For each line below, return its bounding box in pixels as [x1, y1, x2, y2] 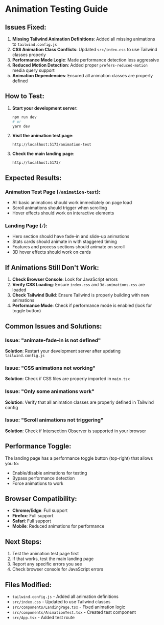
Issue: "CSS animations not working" [5, 364, 96, 371]
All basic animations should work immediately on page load [12, 200, 132, 206]
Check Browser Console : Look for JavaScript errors [12, 276, 118, 282]
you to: [5, 460, 20, 466]
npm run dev [12, 115, 37, 119]
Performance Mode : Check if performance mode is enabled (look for [12, 302, 152, 308]
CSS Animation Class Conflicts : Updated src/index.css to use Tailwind [12, 47, 158, 52]
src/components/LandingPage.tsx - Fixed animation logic [12, 604, 126, 610]
